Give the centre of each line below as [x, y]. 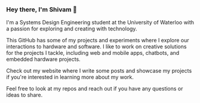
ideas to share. [24, 95]
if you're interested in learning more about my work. [70, 77]
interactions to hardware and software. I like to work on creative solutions [96, 46]
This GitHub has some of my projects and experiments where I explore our [98, 40]
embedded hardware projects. [43, 60]
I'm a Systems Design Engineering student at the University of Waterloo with [100, 23]
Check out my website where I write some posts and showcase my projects [99, 71]
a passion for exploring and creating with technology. [72, 29]
